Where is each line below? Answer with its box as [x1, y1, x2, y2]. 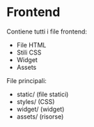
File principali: [6, 76, 47, 84]
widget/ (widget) [16, 105, 65, 113]
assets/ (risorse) [16, 112, 64, 121]
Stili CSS [16, 48, 42, 57]
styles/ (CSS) [16, 97, 55, 105]
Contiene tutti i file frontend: [6, 27, 88, 36]
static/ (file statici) [16, 90, 69, 98]
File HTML [16, 40, 47, 49]
